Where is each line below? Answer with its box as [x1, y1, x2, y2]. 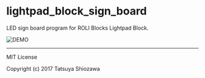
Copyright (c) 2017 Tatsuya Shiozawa [6, 65, 101, 72]
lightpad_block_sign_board [6, 4, 148, 18]
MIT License [6, 53, 38, 60]
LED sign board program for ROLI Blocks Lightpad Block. [6, 24, 149, 31]
